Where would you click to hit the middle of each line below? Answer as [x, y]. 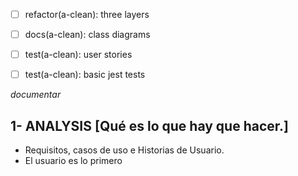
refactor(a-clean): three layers [87, 14]
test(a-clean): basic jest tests [85, 75]
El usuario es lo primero [73, 161]
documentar [36, 95]
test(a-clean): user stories [78, 55]
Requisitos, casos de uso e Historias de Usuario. [124, 150]
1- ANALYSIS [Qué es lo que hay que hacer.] [149, 125]
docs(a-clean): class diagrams [87, 35]
